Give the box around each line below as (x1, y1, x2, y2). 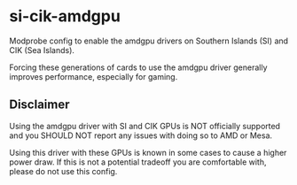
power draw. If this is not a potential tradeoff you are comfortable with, (9, 157, 267, 167)
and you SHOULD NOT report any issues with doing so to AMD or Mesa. (9, 130, 273, 141)
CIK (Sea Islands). (9, 44, 75, 55)
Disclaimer (9, 97, 70, 112)
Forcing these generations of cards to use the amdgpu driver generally (9, 62, 268, 73)
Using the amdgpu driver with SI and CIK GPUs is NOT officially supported (9, 120, 281, 131)
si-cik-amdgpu (9, 6, 121, 27)
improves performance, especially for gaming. (9, 71, 178, 81)
